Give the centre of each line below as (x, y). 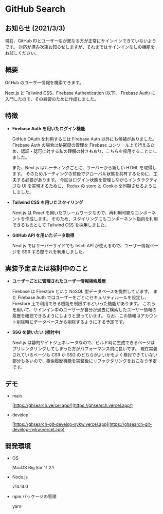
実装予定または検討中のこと (47, 268)
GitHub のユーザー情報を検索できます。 (44, 82)
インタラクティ (143, 179)
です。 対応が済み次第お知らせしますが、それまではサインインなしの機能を (80, 47)
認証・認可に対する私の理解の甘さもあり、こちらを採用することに (87, 151)
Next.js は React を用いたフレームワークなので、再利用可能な (73, 213)
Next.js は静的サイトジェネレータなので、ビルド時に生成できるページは (83, 343)
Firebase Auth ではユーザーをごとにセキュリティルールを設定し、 (83, 297)
